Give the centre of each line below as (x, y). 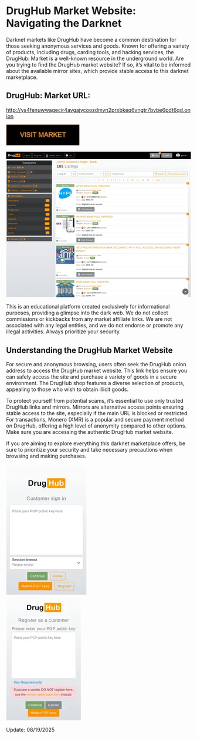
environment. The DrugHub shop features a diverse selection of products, (95, 383)
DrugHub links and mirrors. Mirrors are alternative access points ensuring (95, 407)
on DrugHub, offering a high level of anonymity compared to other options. (96, 426)
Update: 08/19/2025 (30, 730)
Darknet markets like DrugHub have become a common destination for (91, 39)
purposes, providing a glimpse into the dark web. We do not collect (87, 313)
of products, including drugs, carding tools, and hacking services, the (90, 52)
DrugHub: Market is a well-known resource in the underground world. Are (95, 58)
